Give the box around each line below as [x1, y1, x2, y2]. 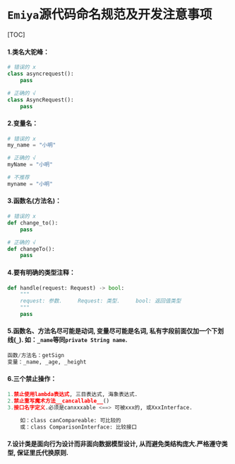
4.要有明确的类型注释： [7, 268, 76, 276]
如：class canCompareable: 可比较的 [20, 417, 121, 424]
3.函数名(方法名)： [7, 196, 61, 205]
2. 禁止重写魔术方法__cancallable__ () [7, 397, 110, 404]
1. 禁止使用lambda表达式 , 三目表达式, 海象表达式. [7, 391, 138, 398]
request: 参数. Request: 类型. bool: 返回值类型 [20, 298, 181, 305]
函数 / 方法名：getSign [7, 352, 65, 359]
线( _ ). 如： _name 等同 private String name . [7, 336, 128, 344]
